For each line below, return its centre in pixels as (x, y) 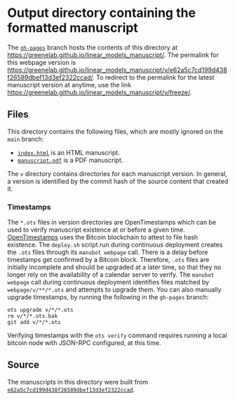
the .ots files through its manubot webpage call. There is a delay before (108, 252)
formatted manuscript (73, 28)
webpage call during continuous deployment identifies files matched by (108, 282)
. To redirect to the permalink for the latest (153, 77)
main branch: (26, 139)
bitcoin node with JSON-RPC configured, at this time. (84, 343)
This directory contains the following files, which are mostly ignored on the (115, 131)
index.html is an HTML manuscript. (69, 152)
